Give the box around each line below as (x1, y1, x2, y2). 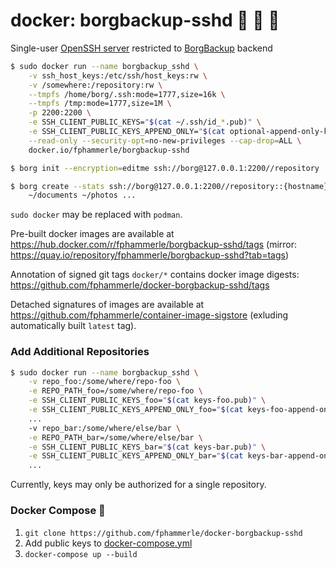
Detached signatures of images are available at (10, 299, 205, 311)
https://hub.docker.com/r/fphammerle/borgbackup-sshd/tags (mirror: (10, 239, 298, 251)
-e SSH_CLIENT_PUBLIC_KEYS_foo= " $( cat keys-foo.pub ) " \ (28, 395, 267, 406)
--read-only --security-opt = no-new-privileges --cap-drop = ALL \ (28, 135, 302, 146)
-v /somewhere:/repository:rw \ (28, 80, 163, 90)
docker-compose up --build (24, 549, 138, 559)
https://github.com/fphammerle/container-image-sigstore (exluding (10, 309, 289, 321)
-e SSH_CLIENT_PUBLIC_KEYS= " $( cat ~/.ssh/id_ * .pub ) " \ (28, 117, 262, 128)
